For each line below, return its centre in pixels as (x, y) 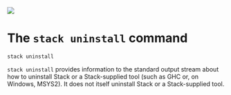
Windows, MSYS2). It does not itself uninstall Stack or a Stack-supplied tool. (116, 84)
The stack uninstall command (98, 38)
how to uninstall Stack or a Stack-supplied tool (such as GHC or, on (103, 76)
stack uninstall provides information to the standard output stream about (113, 69)
